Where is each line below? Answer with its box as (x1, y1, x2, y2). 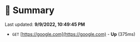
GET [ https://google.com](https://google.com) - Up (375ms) (12, 31, 136, 37)
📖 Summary (5, 5, 55, 16)
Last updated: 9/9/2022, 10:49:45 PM (5, 21, 85, 27)
